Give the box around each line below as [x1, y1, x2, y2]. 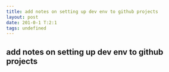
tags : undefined [6, 25, 46, 31]
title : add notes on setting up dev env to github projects [6, 8, 159, 15]
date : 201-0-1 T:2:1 [6, 19, 58, 25]
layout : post [6, 14, 39, 20]
